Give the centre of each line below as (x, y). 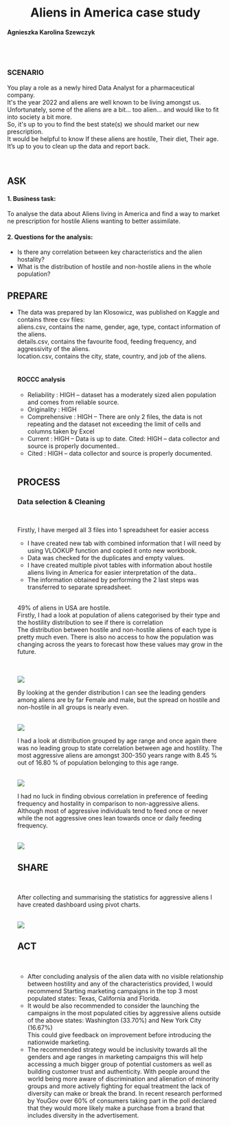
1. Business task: (32, 198)
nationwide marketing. (59, 1042)
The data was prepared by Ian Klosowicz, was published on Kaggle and (118, 312)
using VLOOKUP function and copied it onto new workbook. (112, 551)
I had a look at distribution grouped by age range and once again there (117, 741)
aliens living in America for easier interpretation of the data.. (112, 573)
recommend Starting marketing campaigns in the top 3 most (112, 991)
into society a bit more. (39, 117)
